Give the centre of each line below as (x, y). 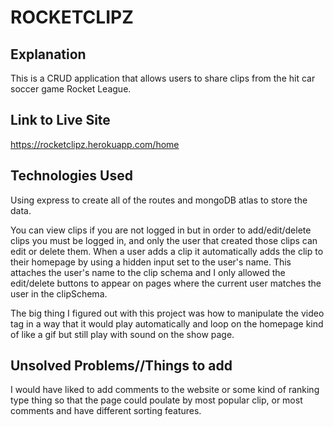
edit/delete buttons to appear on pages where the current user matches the (166, 283)
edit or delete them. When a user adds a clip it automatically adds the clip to (167, 251)
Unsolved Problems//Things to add (121, 366)
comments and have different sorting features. (106, 411)
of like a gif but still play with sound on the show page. (122, 334)
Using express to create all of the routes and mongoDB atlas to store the (159, 200)
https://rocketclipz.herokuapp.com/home (95, 144)
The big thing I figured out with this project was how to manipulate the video (167, 313)
